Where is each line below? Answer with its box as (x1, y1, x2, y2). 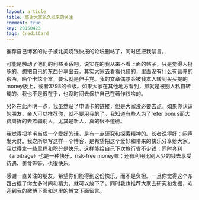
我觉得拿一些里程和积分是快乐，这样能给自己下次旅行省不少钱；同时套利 (6, 145, 182, 152)
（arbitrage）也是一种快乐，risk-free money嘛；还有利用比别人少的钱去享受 (6, 153, 192, 160)
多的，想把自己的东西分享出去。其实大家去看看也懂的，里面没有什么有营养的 (6, 68, 193, 75)
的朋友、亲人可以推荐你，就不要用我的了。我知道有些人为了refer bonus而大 (6, 110, 191, 118)
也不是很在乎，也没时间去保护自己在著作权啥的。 (26, 90, 146, 97)
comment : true (6, 20, 41, 26)
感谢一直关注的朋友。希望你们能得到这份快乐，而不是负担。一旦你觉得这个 (6, 173, 188, 180)
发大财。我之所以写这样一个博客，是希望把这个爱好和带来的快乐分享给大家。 (6, 138, 193, 145)
